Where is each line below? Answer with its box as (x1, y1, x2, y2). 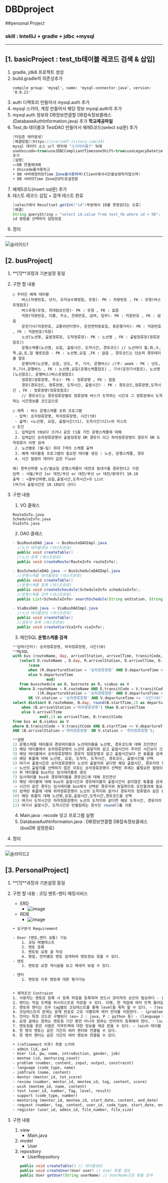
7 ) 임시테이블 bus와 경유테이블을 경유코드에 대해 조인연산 (12, 775, 116, 780)
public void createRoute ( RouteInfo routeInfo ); (17, 559, 118, 564)
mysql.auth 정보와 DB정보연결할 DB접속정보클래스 (12, 112, 111, 118)
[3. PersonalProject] (5, 866, 69, 874)
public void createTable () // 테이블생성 (19, 1163, 102, 1168)
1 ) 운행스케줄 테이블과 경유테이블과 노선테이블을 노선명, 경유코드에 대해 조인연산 (12, 742, 157, 747)
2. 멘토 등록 (21, 944, 44, 950)
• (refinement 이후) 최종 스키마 (12, 1042, 75, 1047)
